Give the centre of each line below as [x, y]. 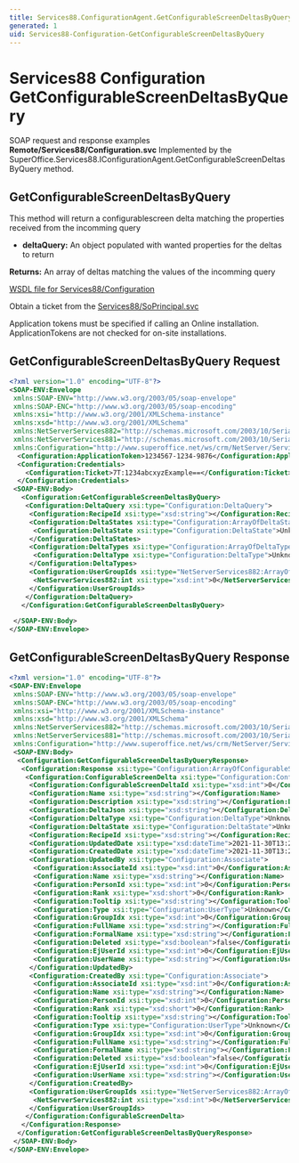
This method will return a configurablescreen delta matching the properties [147, 218]
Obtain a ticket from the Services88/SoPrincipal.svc [104, 306]
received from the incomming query [75, 228]
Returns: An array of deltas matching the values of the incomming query [142, 272]
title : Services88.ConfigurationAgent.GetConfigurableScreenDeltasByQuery [151, 17]
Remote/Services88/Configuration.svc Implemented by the [121, 150]
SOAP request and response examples [80, 141]
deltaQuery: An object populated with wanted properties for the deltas [152, 245]
